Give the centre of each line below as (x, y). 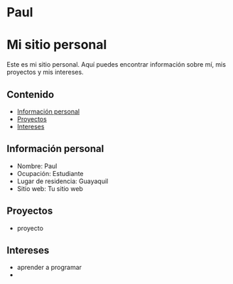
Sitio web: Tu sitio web (50, 188)
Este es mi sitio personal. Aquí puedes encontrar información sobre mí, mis (116, 65)
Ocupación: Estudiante (50, 173)
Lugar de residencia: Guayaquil (63, 181)
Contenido (31, 94)
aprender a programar (49, 268)
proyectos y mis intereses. (45, 72)
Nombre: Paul (37, 166)
